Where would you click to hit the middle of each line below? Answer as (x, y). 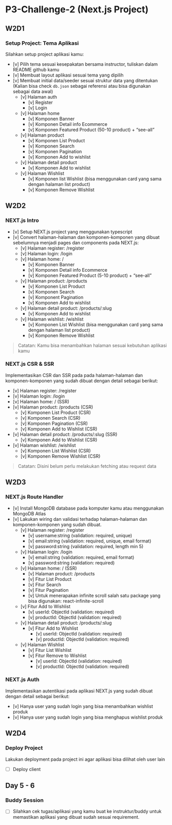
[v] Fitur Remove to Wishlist (57, 655)
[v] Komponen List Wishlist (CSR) (55, 451)
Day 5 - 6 (20, 785)
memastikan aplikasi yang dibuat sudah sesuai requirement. (76, 817)
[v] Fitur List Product (50, 579)
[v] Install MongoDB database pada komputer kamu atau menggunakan (88, 508)
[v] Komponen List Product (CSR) (56, 413)
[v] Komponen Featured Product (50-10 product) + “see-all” (91, 129)
